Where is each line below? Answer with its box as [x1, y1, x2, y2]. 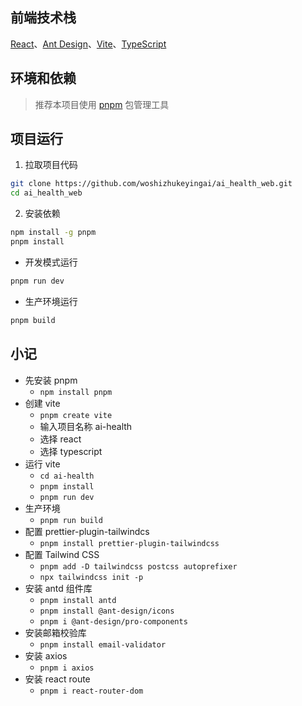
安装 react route [24, 673, 91, 685]
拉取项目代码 [24, 159, 78, 171]
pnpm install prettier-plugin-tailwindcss [39, 538, 220, 548]
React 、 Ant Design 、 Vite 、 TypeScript [10, 38, 167, 50]
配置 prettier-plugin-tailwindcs [24, 525, 150, 537]
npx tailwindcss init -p [39, 572, 144, 582]
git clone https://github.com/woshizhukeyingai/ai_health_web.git [10, 179, 293, 189]
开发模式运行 [24, 256, 78, 268]
